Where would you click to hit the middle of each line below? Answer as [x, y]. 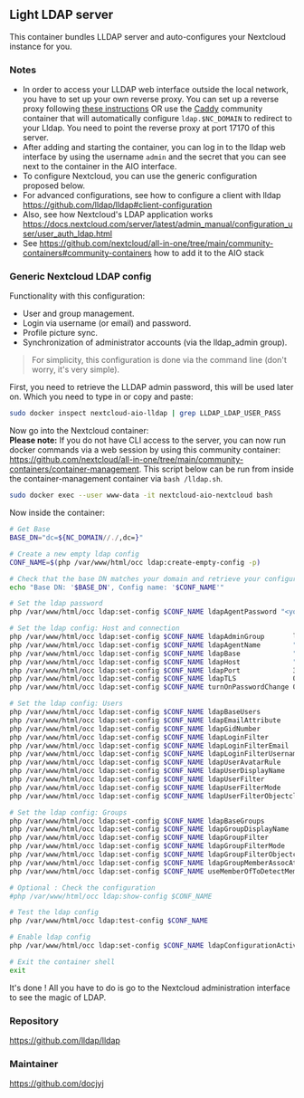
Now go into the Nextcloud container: [79, 431]
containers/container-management [75, 469]
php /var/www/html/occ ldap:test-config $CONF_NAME [109, 921]
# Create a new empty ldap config [75, 554]
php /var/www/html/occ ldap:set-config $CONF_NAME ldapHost [125, 662]
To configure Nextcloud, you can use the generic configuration [140, 177]
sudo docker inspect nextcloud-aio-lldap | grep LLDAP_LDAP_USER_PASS [145, 414]
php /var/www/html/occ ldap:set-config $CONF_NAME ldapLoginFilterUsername [155, 754]
